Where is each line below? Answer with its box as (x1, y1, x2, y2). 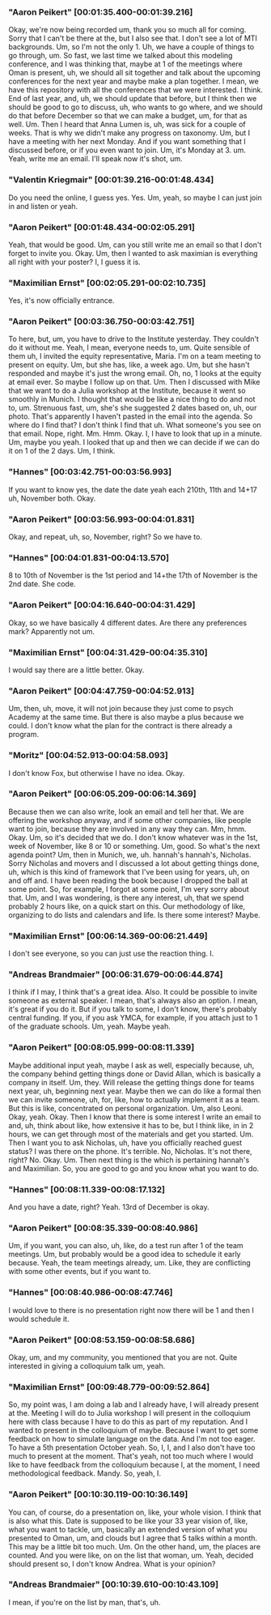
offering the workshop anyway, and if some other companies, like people (8, 815, 252, 825)
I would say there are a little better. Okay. (8, 665, 145, 675)
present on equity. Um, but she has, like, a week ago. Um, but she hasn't (8, 360, 250, 370)
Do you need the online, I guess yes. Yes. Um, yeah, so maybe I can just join (8, 193, 262, 202)
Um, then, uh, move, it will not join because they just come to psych (8, 704, 234, 714)
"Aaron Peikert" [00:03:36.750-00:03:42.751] (8, 316, 195, 327)
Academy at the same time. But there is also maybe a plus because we (8, 712, 244, 722)
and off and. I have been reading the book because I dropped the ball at (8, 876, 248, 885)
